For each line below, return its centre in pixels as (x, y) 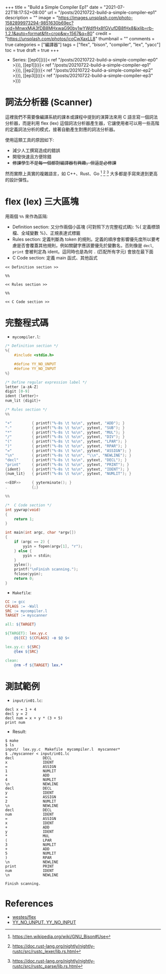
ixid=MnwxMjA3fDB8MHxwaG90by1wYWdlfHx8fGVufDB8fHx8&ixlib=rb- (80, 28)
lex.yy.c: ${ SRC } (23, 647)
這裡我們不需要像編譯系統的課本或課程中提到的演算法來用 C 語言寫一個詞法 (82, 117)
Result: (19, 732)
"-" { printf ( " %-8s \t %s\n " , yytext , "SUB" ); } (65, 428)
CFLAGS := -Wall (22, 606)
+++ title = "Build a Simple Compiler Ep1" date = (54, 7)
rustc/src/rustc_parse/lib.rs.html (45, 966)
